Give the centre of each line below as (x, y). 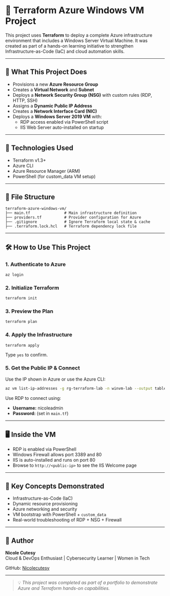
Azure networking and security (45, 509)
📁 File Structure (30, 197)
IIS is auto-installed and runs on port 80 (54, 460)
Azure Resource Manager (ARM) (46, 171)
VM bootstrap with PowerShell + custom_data (59, 514)
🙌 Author (19, 541)
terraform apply (22, 345)
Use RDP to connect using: (33, 398)
